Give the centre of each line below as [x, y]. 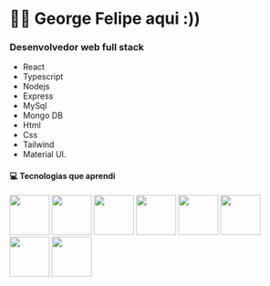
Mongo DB [43, 116]
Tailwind [38, 144]
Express [38, 96]
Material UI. [44, 154]
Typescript [43, 77]
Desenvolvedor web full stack [77, 48]
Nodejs [36, 87]
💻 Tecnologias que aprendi [62, 176]
